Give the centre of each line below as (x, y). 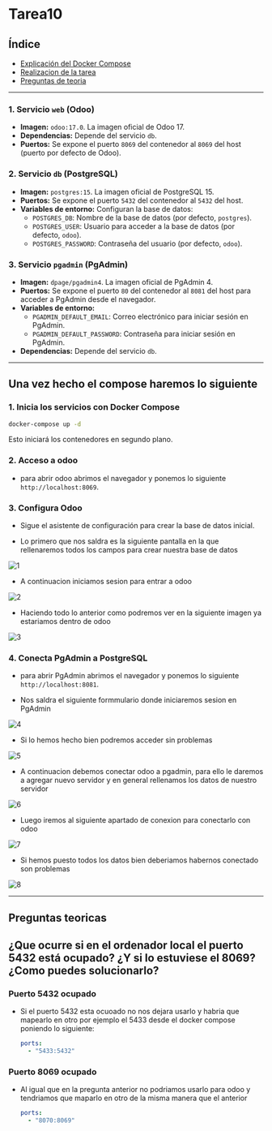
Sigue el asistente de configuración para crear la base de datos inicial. (137, 526)
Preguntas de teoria (53, 81)
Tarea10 (36, 14)
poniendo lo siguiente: (57, 1029)
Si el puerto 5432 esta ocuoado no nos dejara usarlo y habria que (130, 1012)
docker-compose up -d (45, 424)
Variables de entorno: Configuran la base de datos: (106, 209)
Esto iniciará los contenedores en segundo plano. (91, 440)
